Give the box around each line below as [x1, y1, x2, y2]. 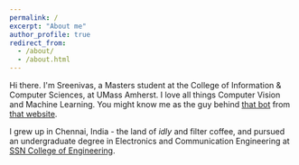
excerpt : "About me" [9, 22, 88, 31]
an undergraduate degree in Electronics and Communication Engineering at [9, 136, 291, 146]
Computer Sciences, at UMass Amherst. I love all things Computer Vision [9, 89, 281, 100]
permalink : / [9, 13, 59, 23]
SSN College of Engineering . [9, 145, 116, 156]
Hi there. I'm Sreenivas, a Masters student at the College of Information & [9, 80, 282, 90]
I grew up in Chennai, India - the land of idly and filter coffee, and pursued [9, 126, 285, 136]
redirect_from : [9, 38, 67, 48]
